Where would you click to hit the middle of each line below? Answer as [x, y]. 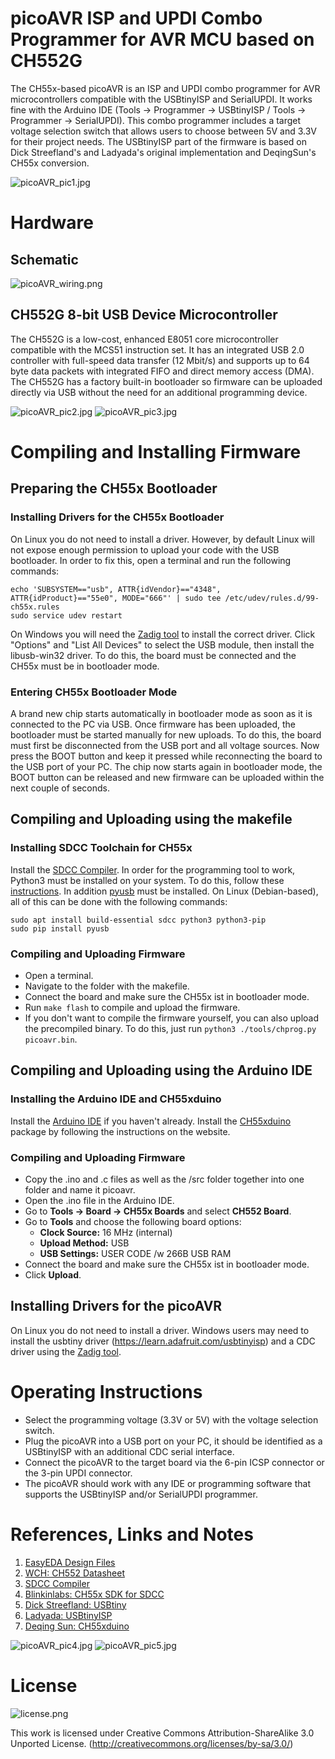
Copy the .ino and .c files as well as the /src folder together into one [164, 1179]
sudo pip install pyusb [60, 928]
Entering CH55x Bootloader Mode [94, 692]
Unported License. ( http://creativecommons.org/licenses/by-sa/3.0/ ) [152, 1743]
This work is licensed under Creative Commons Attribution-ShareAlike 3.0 [162, 1733]
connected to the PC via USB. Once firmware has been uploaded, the [153, 724]
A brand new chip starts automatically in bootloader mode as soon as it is [161, 713]
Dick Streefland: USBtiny [75, 1604]
